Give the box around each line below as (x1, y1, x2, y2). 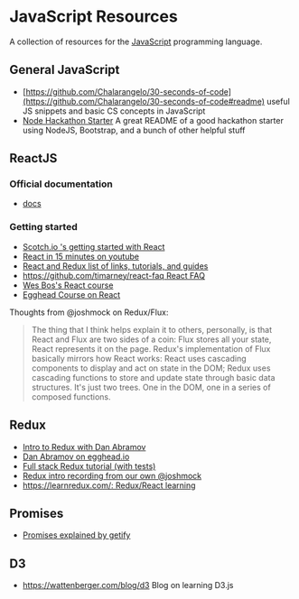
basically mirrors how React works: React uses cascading (31, 353, 247, 364)
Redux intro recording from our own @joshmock (22, 470, 202, 481)
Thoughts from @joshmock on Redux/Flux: (9, 307, 169, 318)
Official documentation (9, 178, 113, 190)
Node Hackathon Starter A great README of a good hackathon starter (22, 115, 285, 125)
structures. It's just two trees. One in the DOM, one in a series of (31, 382, 271, 392)
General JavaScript (9, 62, 120, 78)
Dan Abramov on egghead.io (22, 451, 130, 462)
